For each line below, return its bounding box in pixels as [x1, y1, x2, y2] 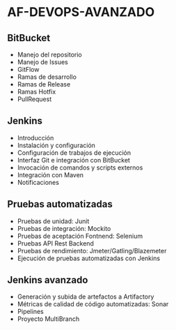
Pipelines [17, 308, 44, 316]
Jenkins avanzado [7, 274, 88, 286]
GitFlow [17, 66, 40, 73]
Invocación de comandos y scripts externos [17, 163, 143, 172]
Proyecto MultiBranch [17, 315, 80, 323]
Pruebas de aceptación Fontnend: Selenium [17, 232, 143, 240]
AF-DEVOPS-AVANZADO [7, 4, 155, 20]
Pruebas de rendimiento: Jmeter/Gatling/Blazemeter [17, 246, 167, 255]
